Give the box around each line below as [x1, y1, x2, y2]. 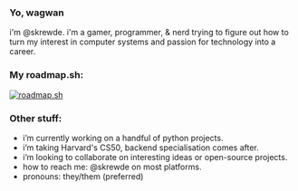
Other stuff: [9, 111, 62, 124]
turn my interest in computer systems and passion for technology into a [9, 36, 276, 47]
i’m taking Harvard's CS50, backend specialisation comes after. [22, 142, 260, 153]
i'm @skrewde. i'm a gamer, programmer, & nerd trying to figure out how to [9, 27, 290, 38]
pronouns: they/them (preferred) [22, 170, 144, 182]
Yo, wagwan [9, 6, 65, 19]
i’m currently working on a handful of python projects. [22, 132, 224, 143]
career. [9, 46, 36, 57]
